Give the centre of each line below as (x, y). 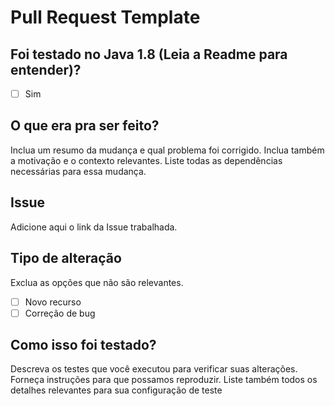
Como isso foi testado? (83, 345)
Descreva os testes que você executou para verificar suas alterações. (154, 369)
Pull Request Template (105, 17)
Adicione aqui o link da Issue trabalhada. (94, 227)
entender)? (46, 69)
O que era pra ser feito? (85, 126)
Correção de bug (60, 313)
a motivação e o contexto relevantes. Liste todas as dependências (146, 160)
